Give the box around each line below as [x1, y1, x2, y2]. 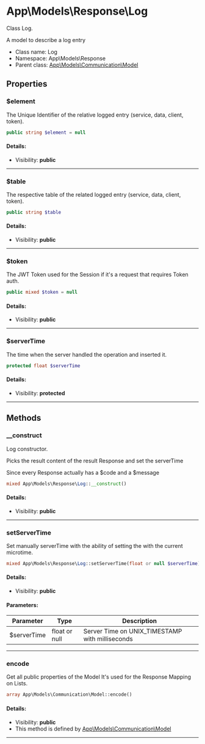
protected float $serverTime [6, 362, 81, 369]
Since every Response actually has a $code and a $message [6, 469, 160, 476]
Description [121, 617, 157, 625]
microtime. [6, 549, 34, 556]
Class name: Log [15, 48, 58, 56]
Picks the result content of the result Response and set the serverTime [6, 457, 184, 464]
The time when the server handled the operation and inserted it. [6, 351, 167, 358]
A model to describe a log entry [6, 36, 86, 43]
